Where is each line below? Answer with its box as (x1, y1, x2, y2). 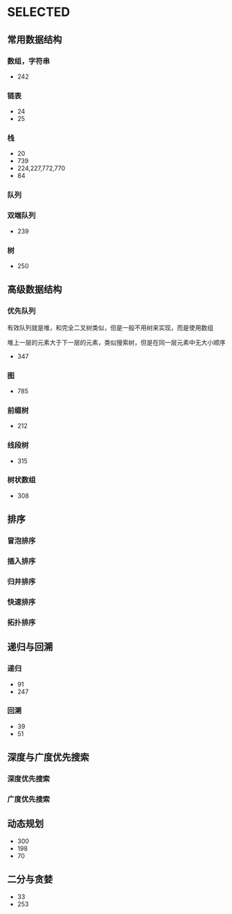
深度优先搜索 (7, 774, 51, 784)
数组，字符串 (7, 56, 51, 66)
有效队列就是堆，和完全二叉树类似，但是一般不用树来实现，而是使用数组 (7, 323, 213, 332)
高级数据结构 (7, 284, 62, 295)
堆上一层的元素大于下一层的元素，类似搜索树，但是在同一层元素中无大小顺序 (7, 338, 226, 346)
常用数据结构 (7, 33, 62, 45)
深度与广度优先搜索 (7, 751, 89, 763)
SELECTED (7, 4, 71, 20)
